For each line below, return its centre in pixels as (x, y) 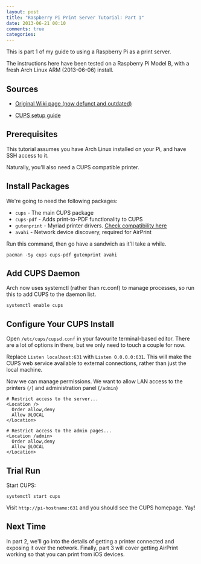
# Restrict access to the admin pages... (59, 431)
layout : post (23, 12)
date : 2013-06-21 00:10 (36, 23)
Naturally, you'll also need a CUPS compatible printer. (73, 167)
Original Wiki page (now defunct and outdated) (73, 103)
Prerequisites (32, 134)
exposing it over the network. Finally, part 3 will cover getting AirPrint (92, 548)
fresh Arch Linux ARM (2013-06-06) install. (60, 70)
